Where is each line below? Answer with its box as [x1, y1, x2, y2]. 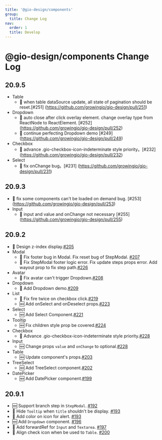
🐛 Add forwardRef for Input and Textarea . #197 [12, 424, 107, 430]
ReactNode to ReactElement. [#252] [19, 120, 92, 125]
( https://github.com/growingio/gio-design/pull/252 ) [19, 125, 123, 131]
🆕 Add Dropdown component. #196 [12, 419, 81, 425]
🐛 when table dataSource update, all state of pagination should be [19, 99, 152, 105]
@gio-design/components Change [5, 51, 149, 62]
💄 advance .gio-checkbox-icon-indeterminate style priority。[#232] [19, 146, 156, 152]
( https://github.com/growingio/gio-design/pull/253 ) [12, 201, 116, 207]
